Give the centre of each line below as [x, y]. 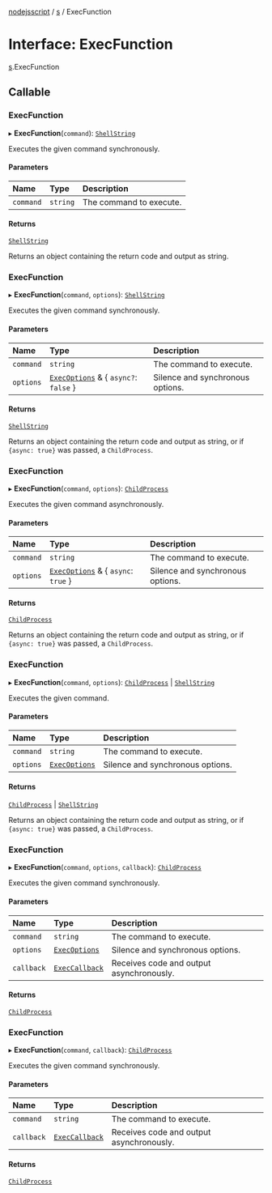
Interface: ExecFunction [91, 45]
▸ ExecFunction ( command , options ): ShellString [87, 295]
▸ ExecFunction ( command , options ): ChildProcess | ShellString [112, 682]
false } [63, 387]
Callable [30, 92]
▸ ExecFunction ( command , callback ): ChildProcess [90, 1050]
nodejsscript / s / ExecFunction [60, 12]
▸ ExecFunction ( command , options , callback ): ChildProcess [105, 867]
